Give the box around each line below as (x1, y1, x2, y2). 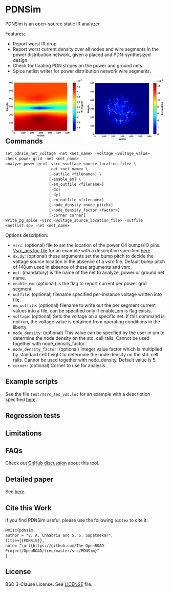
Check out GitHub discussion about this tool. (5, 460, 100, 466)
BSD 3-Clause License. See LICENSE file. (5, 581, 93, 587)
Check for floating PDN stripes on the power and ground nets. (12, 62, 144, 68)
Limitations (5, 429, 42, 438)
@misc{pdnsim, (5, 528, 36, 533)
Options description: (5, 232, 49, 238)
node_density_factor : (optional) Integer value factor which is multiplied (12, 346, 162, 352)
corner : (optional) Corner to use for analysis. (12, 362, 106, 369)
